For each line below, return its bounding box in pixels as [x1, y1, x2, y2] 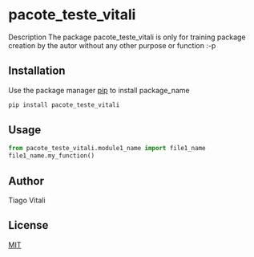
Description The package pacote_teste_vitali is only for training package [8, 32, 246, 42]
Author [8, 174, 44, 188]
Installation [8, 64, 66, 78]
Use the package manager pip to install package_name [8, 85, 190, 95]
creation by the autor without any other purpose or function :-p [8, 40, 216, 50]
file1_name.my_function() [8, 152, 95, 160]
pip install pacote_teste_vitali [8, 100, 120, 109]
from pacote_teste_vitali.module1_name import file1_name [8, 145, 206, 153]
